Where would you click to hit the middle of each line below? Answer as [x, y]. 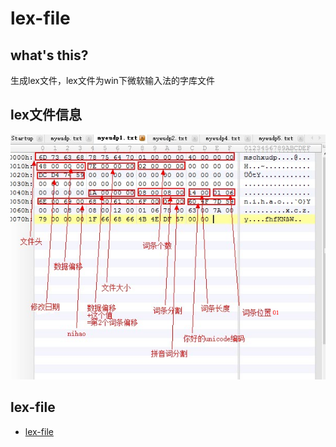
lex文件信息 [46, 115]
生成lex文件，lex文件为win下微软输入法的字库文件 [112, 80]
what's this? [49, 55]
